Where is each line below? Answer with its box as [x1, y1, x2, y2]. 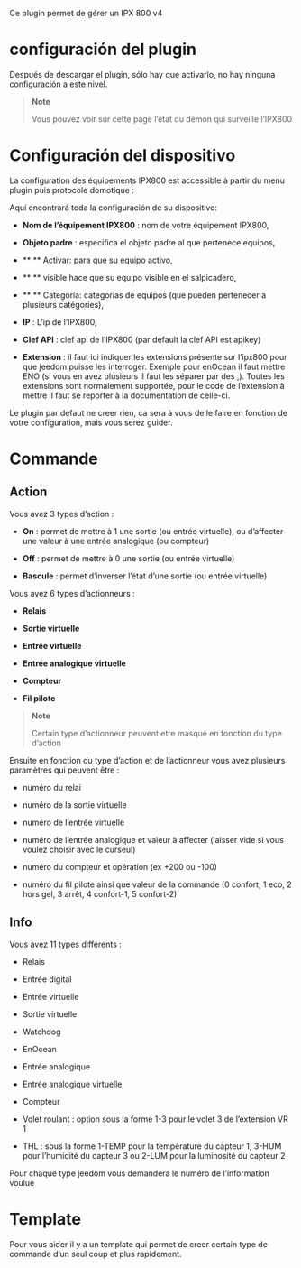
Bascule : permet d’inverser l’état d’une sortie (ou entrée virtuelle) [22, 570, 268, 581]
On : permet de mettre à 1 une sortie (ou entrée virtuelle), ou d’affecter [22, 525, 284, 536]
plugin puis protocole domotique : [9, 184, 135, 195]
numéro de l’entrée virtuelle [22, 817, 125, 828]
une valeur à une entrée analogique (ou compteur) [22, 535, 210, 546]
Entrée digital [22, 974, 72, 985]
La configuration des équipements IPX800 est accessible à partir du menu [9, 175, 286, 186]
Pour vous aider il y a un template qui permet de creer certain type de [9, 1238, 269, 1249]
